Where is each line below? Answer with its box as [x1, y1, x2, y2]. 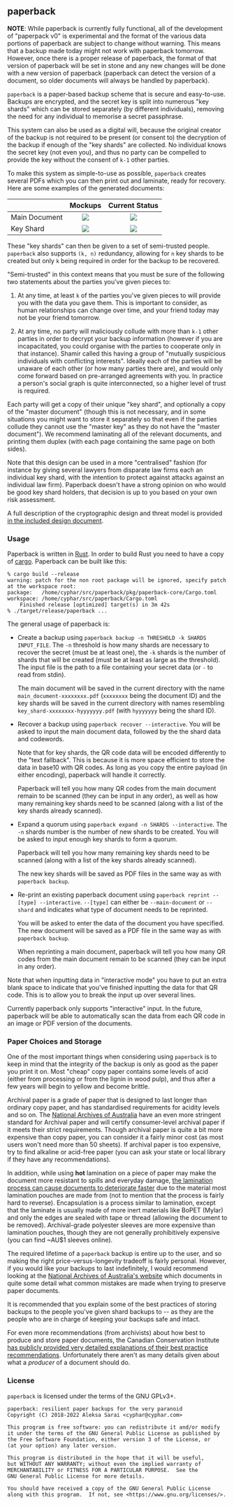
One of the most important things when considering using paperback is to [7, 1053, 217, 1061]
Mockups [69, 200, 102, 210]
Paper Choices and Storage [7, 1037, 103, 1046]
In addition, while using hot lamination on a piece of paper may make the [7, 1169, 217, 1177]
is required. [17, 386, 50, 395]
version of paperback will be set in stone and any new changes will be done [7, 61, 226, 69]
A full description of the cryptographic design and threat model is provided [7, 509, 223, 517]
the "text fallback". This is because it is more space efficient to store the [17, 756, 225, 764]
